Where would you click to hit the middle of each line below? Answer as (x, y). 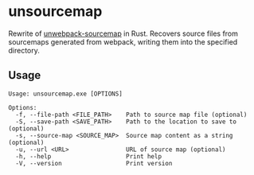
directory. (24, 50)
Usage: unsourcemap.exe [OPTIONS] (66, 94)
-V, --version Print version (94, 163)
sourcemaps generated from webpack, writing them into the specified (123, 41)
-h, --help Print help (88, 156)
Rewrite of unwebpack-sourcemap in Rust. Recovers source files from (123, 33)
